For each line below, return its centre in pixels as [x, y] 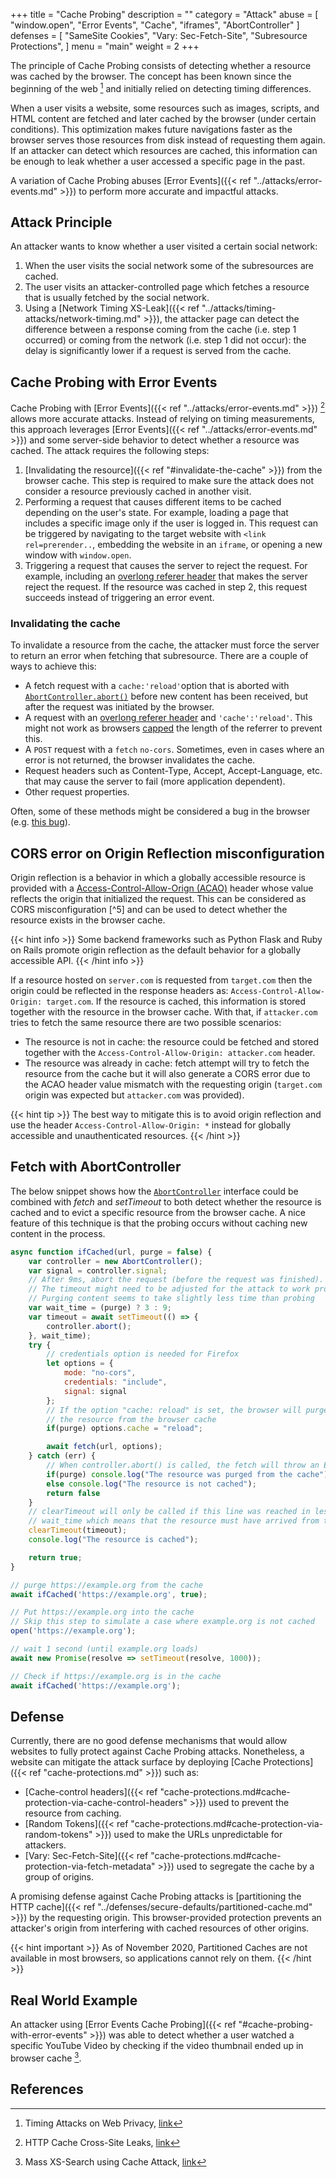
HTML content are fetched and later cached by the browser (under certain [163, 118]
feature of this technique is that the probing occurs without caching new [159, 1223]
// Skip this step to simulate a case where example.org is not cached [162, 1622]
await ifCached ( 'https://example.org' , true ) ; [109, 1594]
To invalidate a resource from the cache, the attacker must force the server [165, 645]
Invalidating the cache [65, 623]
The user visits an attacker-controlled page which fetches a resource [167, 287]
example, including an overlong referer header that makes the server [166, 576]
